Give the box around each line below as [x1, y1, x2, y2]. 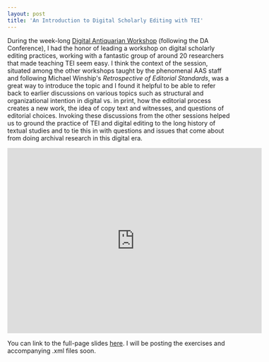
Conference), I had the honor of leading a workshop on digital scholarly [7, 44, 215, 52]
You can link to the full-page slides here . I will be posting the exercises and [7, 339, 225, 347]
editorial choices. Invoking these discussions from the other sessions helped [7, 111, 230, 120]
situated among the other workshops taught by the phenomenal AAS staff [7, 66, 222, 75]
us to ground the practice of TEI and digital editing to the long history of [7, 119, 216, 127]
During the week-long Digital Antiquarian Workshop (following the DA [7, 36, 209, 44]
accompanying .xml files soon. [7, 346, 97, 355]
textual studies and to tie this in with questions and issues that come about [7, 126, 225, 135]
